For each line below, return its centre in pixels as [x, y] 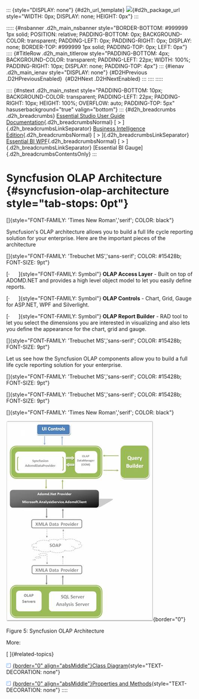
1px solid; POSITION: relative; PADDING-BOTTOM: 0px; [74, 34]
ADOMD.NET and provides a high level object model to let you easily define [99, 280]
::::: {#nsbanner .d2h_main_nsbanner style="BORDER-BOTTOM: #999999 [97, 28]
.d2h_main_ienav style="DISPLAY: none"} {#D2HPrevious [77, 72]
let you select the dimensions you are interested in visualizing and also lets [98, 323]
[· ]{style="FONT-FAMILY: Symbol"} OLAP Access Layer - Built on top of [99, 274]
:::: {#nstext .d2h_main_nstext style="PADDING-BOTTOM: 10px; [85, 90]
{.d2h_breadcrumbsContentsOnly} [49, 154]
